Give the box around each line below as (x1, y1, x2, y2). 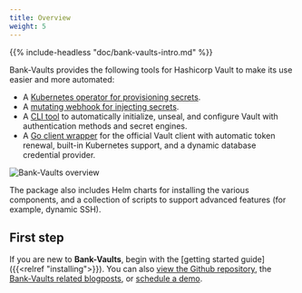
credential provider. (22, 149, 96, 160)
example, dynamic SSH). (9, 203, 102, 214)
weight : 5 (9, 22, 47, 31)
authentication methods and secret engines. (22, 120, 188, 132)
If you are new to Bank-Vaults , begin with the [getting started (9, 254, 239, 265)
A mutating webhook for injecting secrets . (22, 101, 180, 112)
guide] (240, 254, 266, 265)
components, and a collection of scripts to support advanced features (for (9, 194, 287, 205)
